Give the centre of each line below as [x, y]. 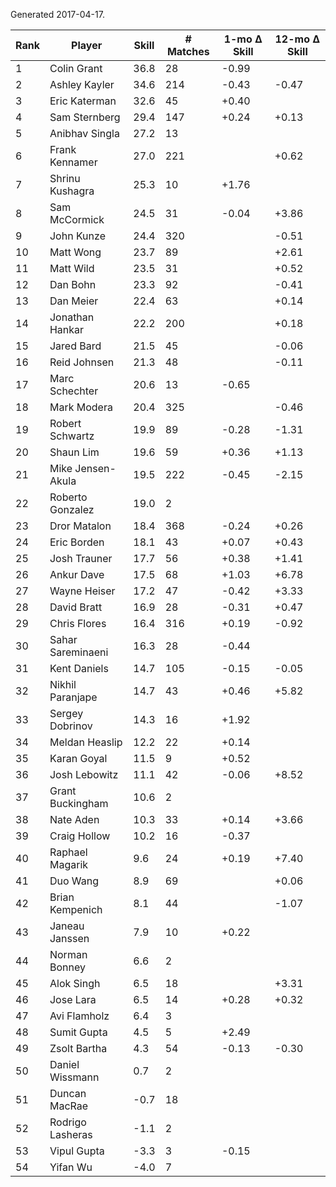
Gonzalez [72, 509]
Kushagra [72, 191]
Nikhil [63, 684]
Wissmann [74, 1077]
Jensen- [95, 468]
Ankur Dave [77, 574]
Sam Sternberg [85, 117]
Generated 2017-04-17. [57, 14]
